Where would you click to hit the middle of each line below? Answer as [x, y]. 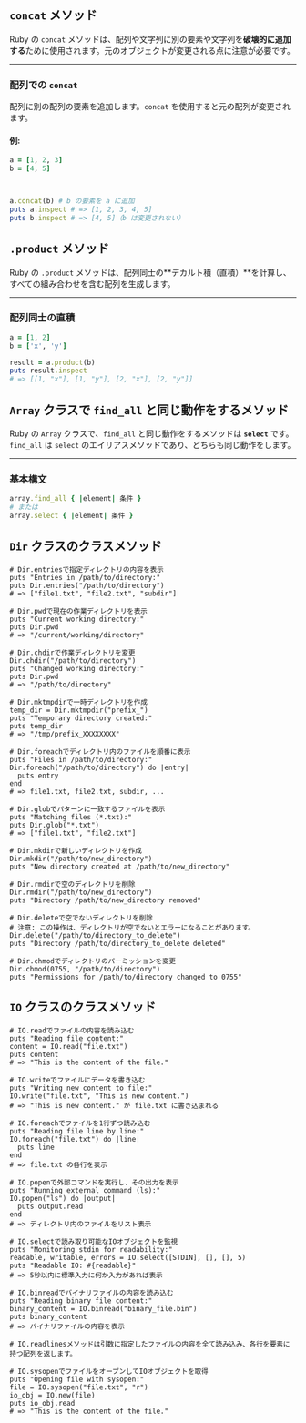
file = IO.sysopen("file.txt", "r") [79, 1387]
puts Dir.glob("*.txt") [55, 825]
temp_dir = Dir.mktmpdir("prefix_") [79, 710]
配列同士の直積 [42, 318]
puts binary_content [49, 1316]
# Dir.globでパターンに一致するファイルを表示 [87, 809]
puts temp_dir [36, 726]
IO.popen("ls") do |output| [63, 1198]
